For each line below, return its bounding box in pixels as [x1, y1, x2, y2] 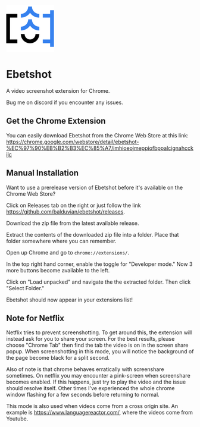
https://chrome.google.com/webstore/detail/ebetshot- [6, 138, 139, 145]
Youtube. [6, 415, 29, 422]
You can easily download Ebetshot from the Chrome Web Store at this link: [6, 131, 189, 139]
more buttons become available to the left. [6, 266, 110, 274]
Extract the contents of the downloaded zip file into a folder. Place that [6, 231, 179, 238]
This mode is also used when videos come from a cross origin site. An [6, 403, 179, 410]
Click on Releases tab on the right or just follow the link [6, 202, 141, 209]
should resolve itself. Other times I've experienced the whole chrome [6, 385, 175, 392]
